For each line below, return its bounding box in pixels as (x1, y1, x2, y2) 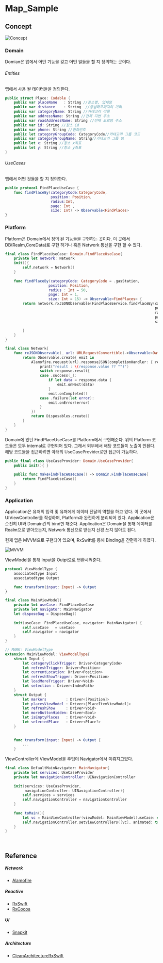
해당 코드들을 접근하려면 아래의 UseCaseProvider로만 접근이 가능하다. (5, 448, 138, 454)
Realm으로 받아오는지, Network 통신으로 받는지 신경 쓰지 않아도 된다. (5, 527, 137, 533)
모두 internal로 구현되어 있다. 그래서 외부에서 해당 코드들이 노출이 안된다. (17, 443, 156, 448)
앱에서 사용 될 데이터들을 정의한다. (5, 86, 70, 92)
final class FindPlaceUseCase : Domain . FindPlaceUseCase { (5, 251, 123, 256)
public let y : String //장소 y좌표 (14, 145, 81, 150)
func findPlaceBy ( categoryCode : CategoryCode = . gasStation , (14, 279, 140, 283)
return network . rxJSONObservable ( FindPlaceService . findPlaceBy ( (22, 301, 155, 306)
